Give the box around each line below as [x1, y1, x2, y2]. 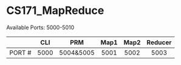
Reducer [146, 38, 172, 46]
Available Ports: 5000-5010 [6, 24, 75, 31]
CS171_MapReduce [6, 4, 104, 18]
